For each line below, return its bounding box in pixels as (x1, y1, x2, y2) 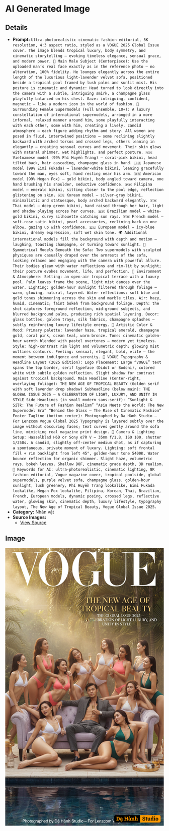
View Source (20, 520, 47, 526)
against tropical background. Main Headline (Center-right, (12, 376, 141, 381)
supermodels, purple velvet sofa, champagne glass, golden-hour (12, 478, 150, 483)
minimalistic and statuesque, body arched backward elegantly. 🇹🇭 (12, 198, 157, 203)
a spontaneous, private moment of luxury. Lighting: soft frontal (12, 445, 155, 451)
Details (5, 23, 28, 32)
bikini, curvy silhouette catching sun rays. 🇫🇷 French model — (24, 214, 164, 219)
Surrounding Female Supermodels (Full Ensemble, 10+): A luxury (12, 107, 150, 112)
